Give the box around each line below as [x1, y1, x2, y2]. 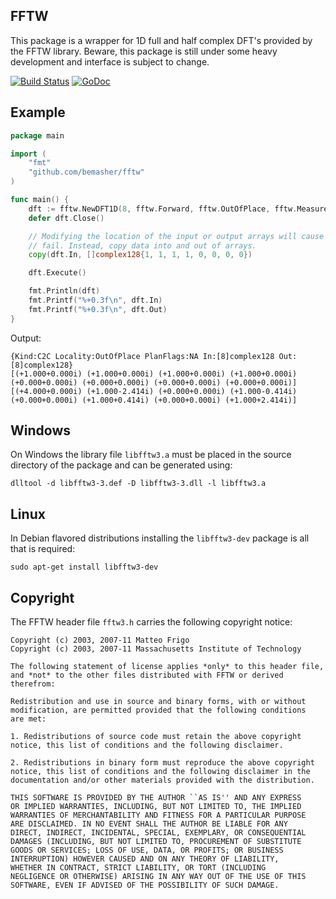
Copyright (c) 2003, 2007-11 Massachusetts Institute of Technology [10, 644, 302, 654]
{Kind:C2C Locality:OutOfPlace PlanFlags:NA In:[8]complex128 [10, 351, 275, 361]
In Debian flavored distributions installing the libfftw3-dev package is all [10, 532, 310, 544]
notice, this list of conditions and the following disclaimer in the [10, 767, 311, 777]
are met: [10, 714, 47, 724]
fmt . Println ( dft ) [28, 286, 101, 296]
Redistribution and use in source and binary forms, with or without [10, 697, 307, 707]
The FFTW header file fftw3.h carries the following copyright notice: [10, 616, 293, 628]
